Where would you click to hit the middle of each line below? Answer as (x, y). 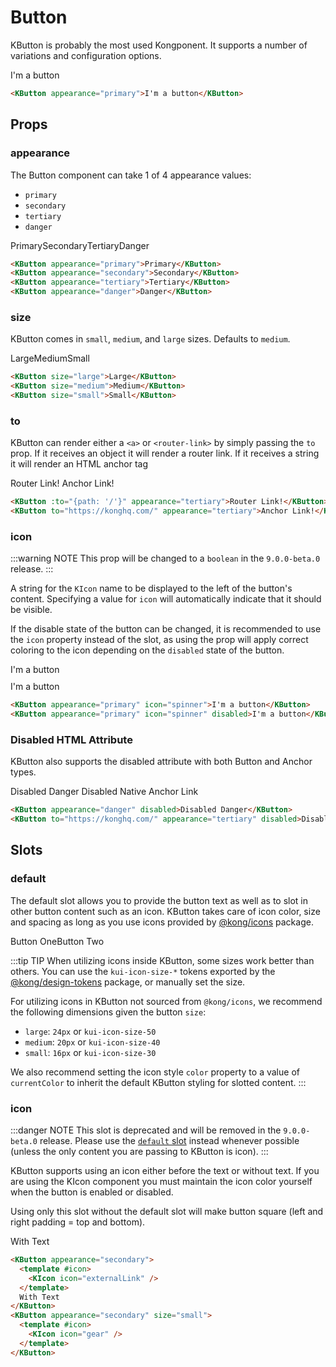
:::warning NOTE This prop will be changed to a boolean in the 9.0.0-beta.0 (165, 558)
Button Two (80, 941)
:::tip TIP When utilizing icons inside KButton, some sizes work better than (162, 960)
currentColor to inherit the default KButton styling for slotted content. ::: (158, 1082)
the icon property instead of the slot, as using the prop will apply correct (159, 640)
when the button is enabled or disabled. (92, 1192)
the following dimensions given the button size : (108, 1012)
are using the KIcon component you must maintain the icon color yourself (161, 1182)
